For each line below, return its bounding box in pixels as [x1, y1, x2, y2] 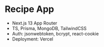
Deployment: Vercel [12, 36, 54, 42]
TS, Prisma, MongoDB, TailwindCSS [12, 25, 87, 31]
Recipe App [5, 3, 54, 15]
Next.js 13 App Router [12, 20, 58, 26]
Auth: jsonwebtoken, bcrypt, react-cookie [12, 30, 99, 36]
